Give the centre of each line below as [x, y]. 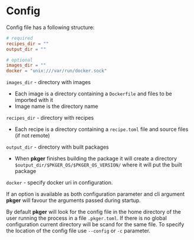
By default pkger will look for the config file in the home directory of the [94, 212]
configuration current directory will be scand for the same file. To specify [95, 225]
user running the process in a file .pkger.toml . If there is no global [87, 218]
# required [20, 38]
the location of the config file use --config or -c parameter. [78, 231]
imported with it [34, 100]
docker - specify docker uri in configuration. [59, 183]
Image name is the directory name [56, 106]
